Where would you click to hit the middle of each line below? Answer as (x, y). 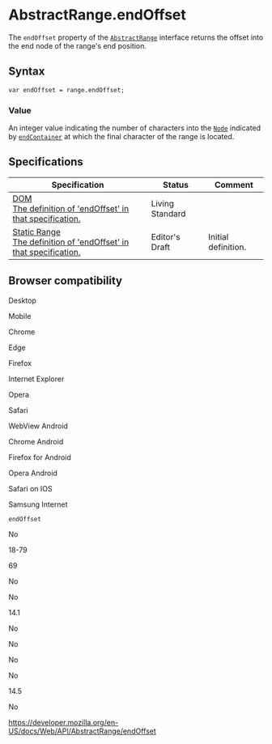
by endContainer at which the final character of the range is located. (121, 137)
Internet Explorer (36, 379)
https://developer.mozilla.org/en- (64, 722)
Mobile (20, 316)
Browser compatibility (66, 281)
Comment (234, 185)
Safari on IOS (30, 488)
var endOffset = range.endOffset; (67, 90)
